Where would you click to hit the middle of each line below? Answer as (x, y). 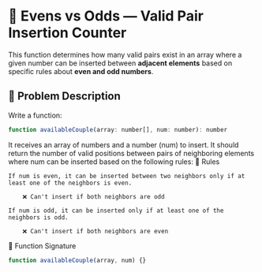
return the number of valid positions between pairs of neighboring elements (131, 153)
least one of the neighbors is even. (70, 183)
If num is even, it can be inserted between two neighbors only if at (127, 176)
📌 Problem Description (64, 97)
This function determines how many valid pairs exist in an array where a (125, 54)
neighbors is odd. (38, 217)
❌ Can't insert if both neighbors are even (95, 231)
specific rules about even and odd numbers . (81, 71)
